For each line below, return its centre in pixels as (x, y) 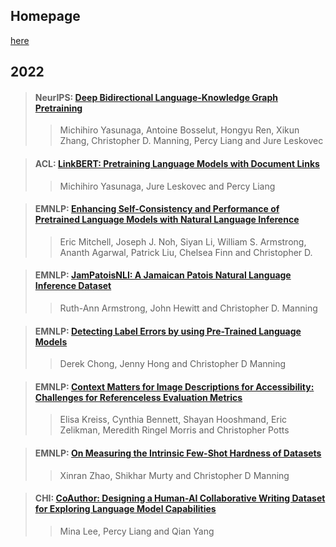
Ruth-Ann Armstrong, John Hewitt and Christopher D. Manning (188, 308)
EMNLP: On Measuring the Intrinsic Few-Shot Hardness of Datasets (178, 453)
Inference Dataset (73, 286)
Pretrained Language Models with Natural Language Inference (167, 220)
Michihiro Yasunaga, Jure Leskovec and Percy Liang (167, 186)
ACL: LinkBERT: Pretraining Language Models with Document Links (177, 163)
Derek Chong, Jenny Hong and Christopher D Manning (173, 364)
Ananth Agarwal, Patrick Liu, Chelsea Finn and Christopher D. (186, 252)
